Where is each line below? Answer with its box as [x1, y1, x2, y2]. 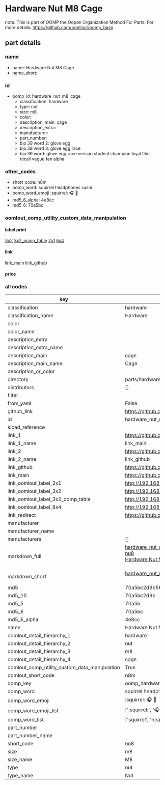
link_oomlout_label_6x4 [7, 504, 62, 511]
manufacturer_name [7, 528, 55, 534]
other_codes [5, 168, 36, 175]
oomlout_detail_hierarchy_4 [7, 656, 71, 663]
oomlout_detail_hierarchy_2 [7, 640, 71, 647]
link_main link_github [5, 260, 48, 266]
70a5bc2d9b [125, 592, 156, 599]
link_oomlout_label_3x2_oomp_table [7, 496, 91, 503]
